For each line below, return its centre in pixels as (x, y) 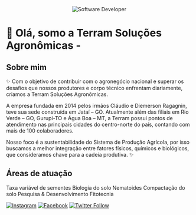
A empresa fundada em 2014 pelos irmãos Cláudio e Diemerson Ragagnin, (97, 106)
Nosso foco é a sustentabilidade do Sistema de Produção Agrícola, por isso (98, 142)
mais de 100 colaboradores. (40, 131)
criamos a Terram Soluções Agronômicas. (57, 94)
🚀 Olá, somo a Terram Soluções (84, 33)
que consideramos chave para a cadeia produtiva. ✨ (70, 155)
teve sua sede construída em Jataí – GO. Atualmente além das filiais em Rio (97, 112)
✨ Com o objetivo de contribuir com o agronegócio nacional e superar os (95, 81)
